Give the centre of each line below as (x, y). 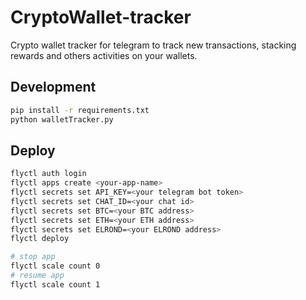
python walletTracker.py (62, 119)
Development (53, 87)
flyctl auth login (48, 174)
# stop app (33, 257)
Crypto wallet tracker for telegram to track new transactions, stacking (153, 45)
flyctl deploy (40, 239)
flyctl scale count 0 (55, 266)
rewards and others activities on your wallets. (104, 55)
